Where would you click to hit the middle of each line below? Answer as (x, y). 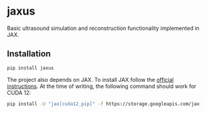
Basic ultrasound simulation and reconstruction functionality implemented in (103, 28)
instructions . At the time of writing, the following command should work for (102, 86)
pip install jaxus (30, 68)
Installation (29, 54)
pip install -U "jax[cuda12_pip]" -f (55, 104)
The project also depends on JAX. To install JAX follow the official (90, 79)
